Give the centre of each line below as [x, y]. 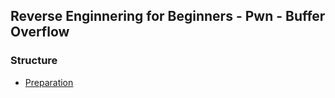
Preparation [49, 82]
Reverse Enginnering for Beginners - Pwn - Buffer [168, 16]
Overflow [40, 32]
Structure [34, 61]
